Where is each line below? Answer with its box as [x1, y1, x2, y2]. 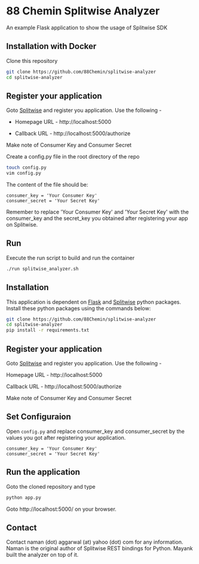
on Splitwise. [6, 221, 38, 228]
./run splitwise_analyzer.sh [6, 266, 79, 272]
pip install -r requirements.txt [6, 327, 90, 333]
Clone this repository [6, 57, 58, 64]
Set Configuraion [6, 411, 72, 422]
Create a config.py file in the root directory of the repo [6, 153, 140, 160]
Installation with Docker [6, 41, 97, 51]
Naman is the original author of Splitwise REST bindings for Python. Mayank [6, 545, 193, 552]
